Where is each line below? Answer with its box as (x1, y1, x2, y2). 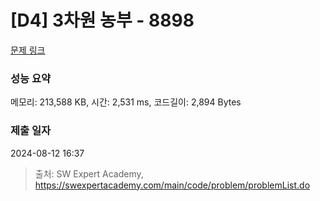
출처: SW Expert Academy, (34, 167, 144, 180)
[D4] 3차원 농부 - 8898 (10, 9, 195, 32)
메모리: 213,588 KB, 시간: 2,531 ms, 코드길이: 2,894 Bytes (10, 96, 242, 108)
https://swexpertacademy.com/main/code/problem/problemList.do (34, 179, 311, 191)
